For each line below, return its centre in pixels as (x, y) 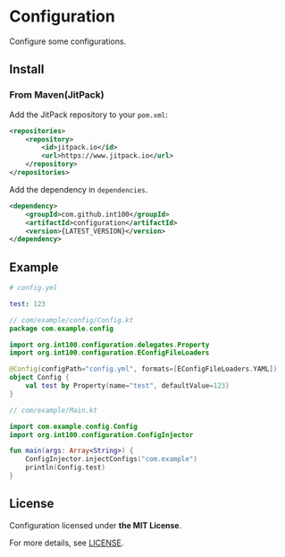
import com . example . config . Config (74, 426)
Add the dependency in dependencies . (79, 189)
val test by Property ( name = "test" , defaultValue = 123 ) (127, 386)
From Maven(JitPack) (57, 95)
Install (27, 69)
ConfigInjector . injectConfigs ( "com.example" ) (112, 459)
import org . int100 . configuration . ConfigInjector (101, 435)
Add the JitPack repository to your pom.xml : (88, 115)
